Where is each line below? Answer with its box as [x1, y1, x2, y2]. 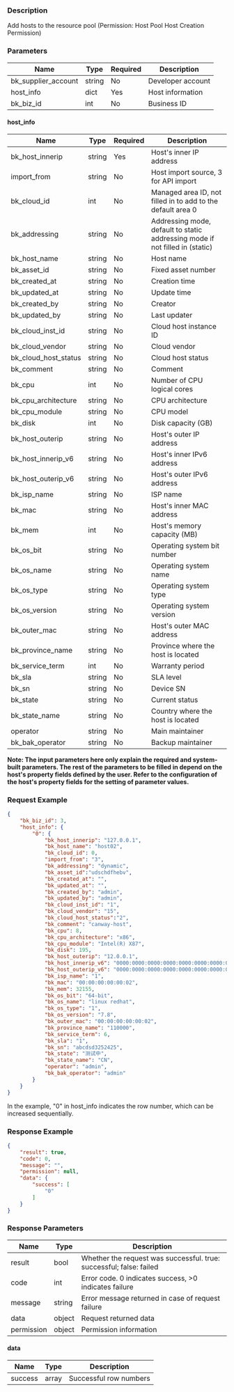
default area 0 [150, 205, 197, 214]
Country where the [150, 706, 212, 716]
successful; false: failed [81, 1262, 159, 1272]
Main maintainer [150, 726, 204, 736]
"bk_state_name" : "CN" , [44, 1057, 114, 1064]
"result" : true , [19, 1148, 68, 1156]
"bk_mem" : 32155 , [44, 985, 95, 992]
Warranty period [150, 661, 205, 671]
